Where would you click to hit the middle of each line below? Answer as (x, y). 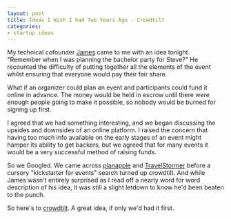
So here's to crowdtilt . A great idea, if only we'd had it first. (91, 208)
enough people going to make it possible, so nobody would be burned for (111, 102)
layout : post (26, 13)
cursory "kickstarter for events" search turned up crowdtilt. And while (106, 173)
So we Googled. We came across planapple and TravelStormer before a (109, 165)
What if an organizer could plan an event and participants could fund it (108, 87)
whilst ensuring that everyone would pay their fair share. (87, 74)
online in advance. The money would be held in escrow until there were (109, 95)
